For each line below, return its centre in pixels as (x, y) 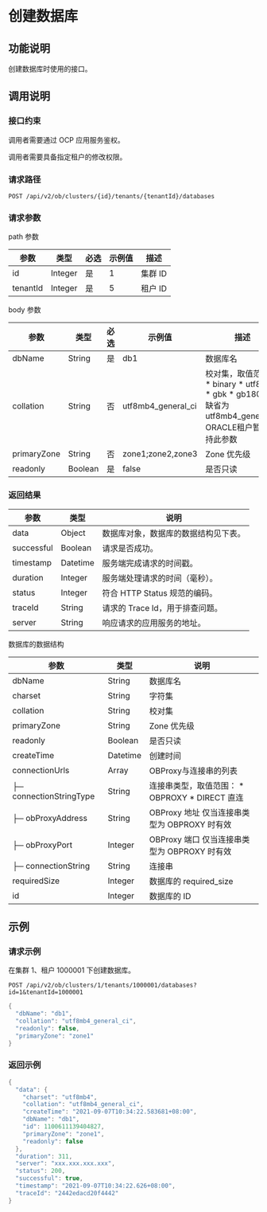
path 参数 (24, 237)
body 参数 (25, 310)
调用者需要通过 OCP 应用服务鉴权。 (66, 139)
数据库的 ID (170, 896)
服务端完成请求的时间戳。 (150, 563)
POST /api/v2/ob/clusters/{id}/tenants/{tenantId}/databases (112, 196)
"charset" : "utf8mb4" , (60, 1097)
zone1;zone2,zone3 (160, 454)
